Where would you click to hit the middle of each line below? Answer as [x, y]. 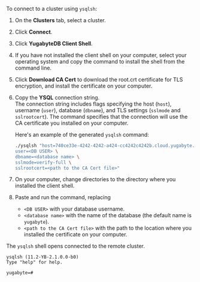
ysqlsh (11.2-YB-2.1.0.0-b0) [43, 257]
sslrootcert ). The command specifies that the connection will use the [101, 117]
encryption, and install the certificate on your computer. [84, 86]
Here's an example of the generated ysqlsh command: [82, 135]
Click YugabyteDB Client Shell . [54, 43]
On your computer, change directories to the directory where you [95, 179]
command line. [33, 68]
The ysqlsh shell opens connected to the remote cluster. [76, 246]
